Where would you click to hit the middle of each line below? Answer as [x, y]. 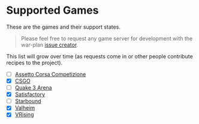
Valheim [25, 108]
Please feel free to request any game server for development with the [107, 38]
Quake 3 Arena [33, 88]
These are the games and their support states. [64, 27]
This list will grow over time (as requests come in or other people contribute [99, 56]
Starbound [28, 101]
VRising [24, 114]
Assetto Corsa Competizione [50, 74]
